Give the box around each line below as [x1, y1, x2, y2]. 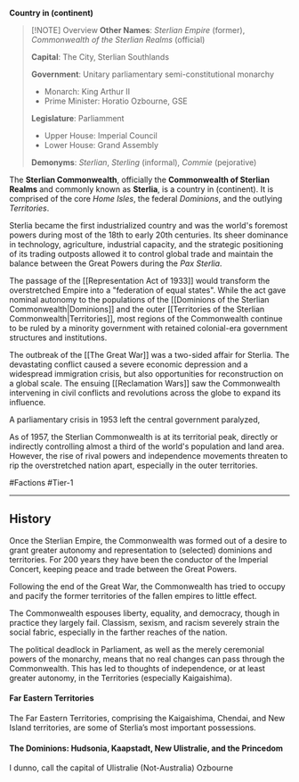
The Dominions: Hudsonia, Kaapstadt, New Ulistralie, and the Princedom [9, 743, 283, 753]
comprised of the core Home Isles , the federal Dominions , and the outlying [9, 194, 283, 204]
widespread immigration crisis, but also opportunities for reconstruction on [9, 369, 284, 379]
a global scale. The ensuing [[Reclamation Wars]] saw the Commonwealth [9, 379, 280, 388]
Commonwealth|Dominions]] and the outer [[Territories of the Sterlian [9, 304, 265, 314]
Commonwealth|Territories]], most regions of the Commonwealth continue [9, 313, 283, 324]
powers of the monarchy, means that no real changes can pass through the [9, 653, 286, 664]
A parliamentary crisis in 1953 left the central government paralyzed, [9, 414, 261, 425]
